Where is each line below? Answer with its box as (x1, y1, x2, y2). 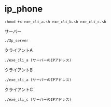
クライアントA (4, 47, 33, 53)
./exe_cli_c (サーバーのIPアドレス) (4, 97, 72, 102)
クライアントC (4, 86, 33, 92)
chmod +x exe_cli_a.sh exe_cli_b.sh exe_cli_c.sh (4, 19, 107, 24)
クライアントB (4, 67, 33, 73)
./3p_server (4, 38, 28, 43)
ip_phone (4, 3, 43, 15)
